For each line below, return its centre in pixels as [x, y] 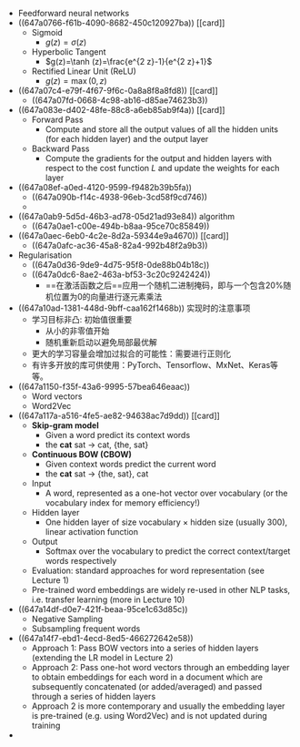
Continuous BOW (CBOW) [81, 454]
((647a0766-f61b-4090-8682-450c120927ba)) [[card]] [121, 23]
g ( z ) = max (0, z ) [76, 81]
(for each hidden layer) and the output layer [127, 139]
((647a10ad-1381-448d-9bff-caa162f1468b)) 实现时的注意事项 [134, 308]
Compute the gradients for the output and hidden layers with [159, 158]
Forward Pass [57, 119]
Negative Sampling [67, 619]
